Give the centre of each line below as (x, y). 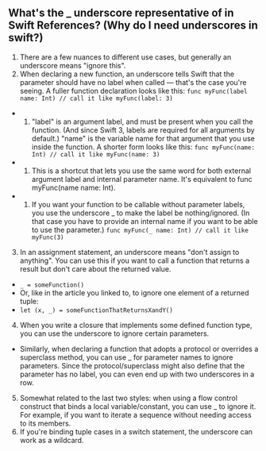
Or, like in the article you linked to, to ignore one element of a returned (134, 292)
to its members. (45, 423)
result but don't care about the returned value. (95, 268)
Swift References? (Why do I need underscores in (133, 26)
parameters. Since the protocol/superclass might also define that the (132, 365)
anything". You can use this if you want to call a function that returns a (135, 260)
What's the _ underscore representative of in (121, 13)
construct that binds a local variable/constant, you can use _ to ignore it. (138, 406)
